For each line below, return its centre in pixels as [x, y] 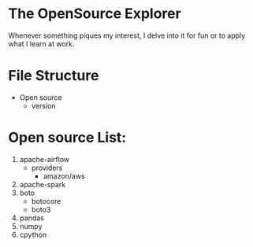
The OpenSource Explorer [95, 14]
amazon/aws [64, 176]
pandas [32, 218]
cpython [33, 234]
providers [47, 168]
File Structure [54, 76]
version [44, 105]
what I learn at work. [41, 43]
